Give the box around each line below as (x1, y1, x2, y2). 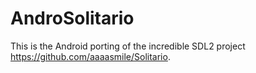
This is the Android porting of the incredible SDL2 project (10, 40, 246, 52)
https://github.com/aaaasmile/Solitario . (10, 50, 171, 62)
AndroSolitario (10, 7, 135, 30)
